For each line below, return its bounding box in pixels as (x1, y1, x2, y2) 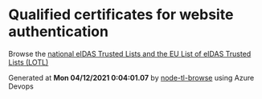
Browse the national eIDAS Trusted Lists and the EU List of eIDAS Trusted (8, 49, 252, 58)
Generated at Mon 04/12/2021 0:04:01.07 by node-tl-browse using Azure (8, 73, 255, 82)
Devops (8, 81, 34, 91)
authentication (8, 22, 108, 41)
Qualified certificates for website (8, 6, 234, 24)
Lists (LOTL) (8, 57, 49, 67)
